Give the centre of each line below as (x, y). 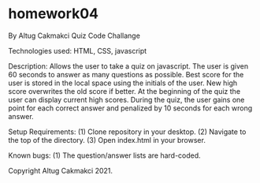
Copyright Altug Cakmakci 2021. (60, 170)
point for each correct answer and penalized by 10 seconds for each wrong (130, 108)
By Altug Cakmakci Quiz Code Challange (74, 35)
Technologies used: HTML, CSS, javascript (78, 50)
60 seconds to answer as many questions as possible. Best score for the (126, 74)
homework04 (53, 14)
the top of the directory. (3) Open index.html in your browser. (107, 140)
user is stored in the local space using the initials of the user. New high (123, 83)
